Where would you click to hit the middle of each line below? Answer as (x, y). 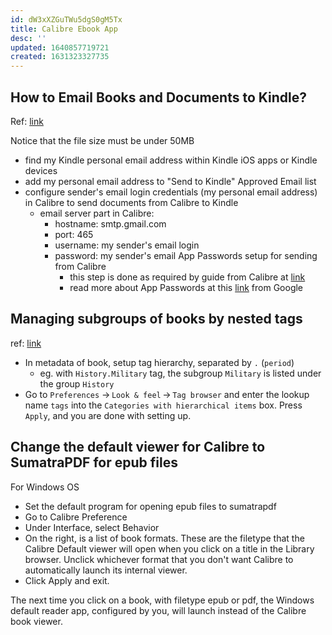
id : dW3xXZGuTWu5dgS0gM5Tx (66, 19)
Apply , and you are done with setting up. (108, 415)
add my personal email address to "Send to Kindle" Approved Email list (170, 181)
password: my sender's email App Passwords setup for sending (186, 255)
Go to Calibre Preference (76, 517)
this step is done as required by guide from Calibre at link (187, 277)
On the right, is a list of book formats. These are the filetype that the (164, 538)
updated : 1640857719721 (60, 47)
